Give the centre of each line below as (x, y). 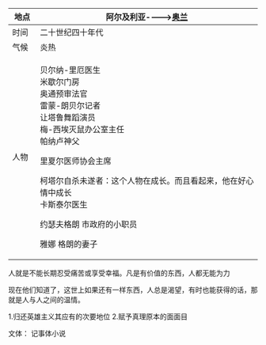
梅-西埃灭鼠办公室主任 (82, 129)
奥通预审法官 (63, 94)
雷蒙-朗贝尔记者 (70, 106)
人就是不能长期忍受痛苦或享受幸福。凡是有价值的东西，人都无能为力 (119, 273)
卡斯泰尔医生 (63, 205)
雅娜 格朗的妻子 (68, 244)
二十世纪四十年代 (71, 32)
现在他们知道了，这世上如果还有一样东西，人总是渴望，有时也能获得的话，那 (133, 290)
